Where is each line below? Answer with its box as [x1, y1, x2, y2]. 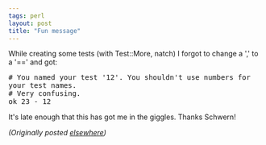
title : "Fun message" [8, 27, 81, 35]
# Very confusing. [8, 89, 81, 98]
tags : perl [8, 11, 45, 20]
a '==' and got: [8, 57, 58, 67]
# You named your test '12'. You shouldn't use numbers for [8, 73, 251, 82]
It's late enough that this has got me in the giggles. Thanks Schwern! [8, 112, 236, 122]
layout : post [8, 19, 52, 27]
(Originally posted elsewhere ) [8, 128, 107, 138]
